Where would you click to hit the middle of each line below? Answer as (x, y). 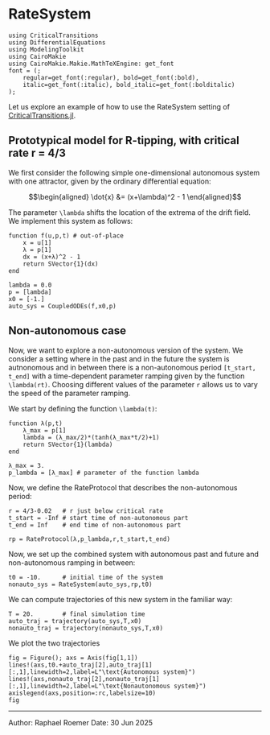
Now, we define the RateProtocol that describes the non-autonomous (123, 487)
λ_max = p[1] (45, 430)
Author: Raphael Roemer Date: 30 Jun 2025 (81, 722)
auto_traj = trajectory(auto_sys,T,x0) (75, 621)
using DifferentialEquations (57, 42)
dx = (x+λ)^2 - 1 (52, 257)
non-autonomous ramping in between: (72, 562)
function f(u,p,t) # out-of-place (66, 235)
